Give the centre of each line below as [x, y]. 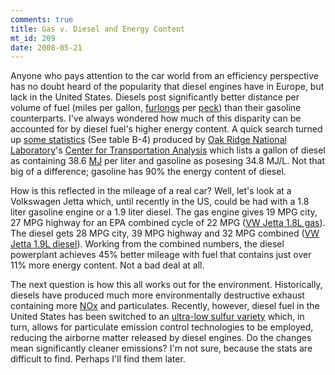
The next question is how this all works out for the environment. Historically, [166, 285]
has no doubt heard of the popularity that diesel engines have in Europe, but [167, 87]
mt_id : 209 [33, 38]
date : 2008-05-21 [46, 47]
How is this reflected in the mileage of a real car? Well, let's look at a [151, 191]
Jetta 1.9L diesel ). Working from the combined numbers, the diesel [147, 244]
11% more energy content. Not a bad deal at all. [107, 265]
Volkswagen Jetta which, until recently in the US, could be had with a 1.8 [160, 202]
